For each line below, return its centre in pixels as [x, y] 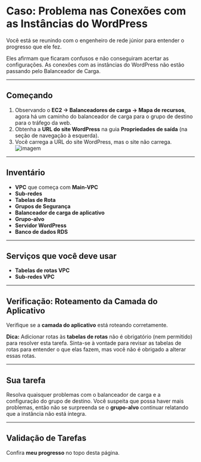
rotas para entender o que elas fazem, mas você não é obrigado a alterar [96, 349]
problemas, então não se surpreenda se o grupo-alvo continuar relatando [97, 407]
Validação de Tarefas [46, 438]
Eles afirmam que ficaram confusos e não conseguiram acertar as [88, 58]
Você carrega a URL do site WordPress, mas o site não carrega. [93, 141]
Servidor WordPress [41, 225]
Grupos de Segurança [42, 206]
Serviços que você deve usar [61, 256]
